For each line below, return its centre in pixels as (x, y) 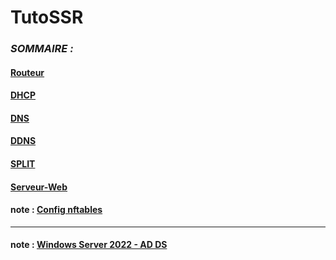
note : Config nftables (56, 210)
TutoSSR (47, 17)
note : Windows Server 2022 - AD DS (89, 245)
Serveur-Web (39, 187)
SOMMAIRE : (42, 49)
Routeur (27, 72)
